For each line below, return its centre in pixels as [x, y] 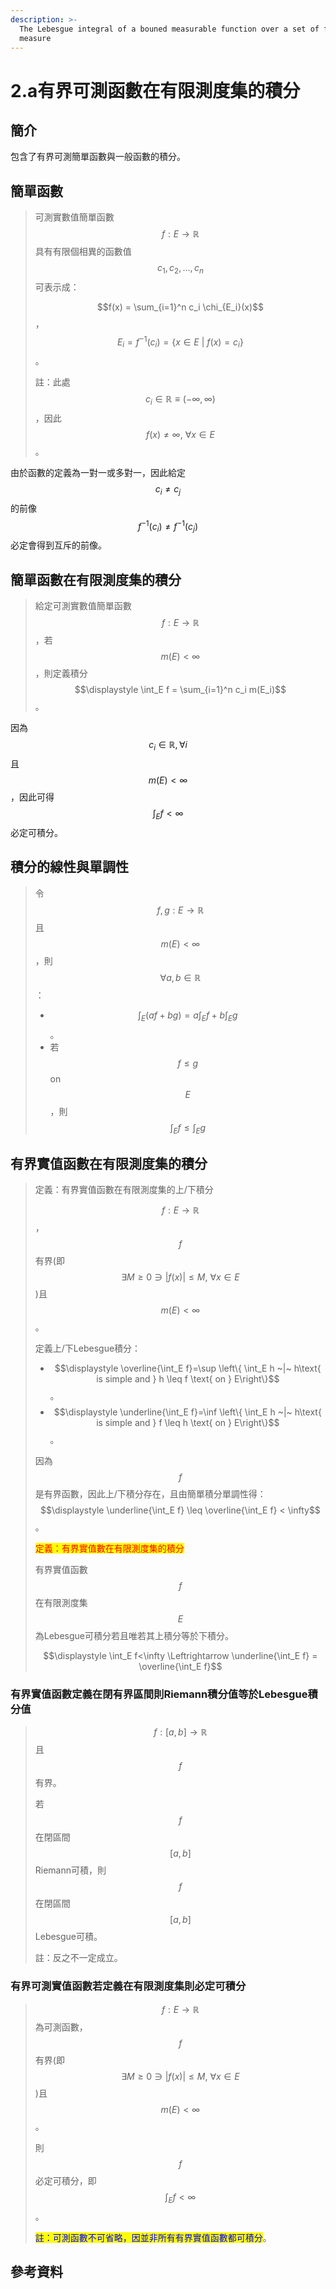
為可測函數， [61, 2027]
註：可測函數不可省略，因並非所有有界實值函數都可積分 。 [153, 2237]
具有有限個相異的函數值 [83, 252]
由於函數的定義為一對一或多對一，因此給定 [98, 473]
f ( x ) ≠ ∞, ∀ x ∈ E [180, 435]
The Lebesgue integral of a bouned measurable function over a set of [169, 29]
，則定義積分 [61, 673]
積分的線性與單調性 [69, 867]
